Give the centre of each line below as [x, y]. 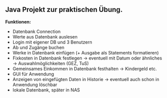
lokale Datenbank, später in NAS [46, 90]
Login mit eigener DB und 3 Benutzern [52, 42]
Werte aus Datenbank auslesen [45, 36]
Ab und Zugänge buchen [38, 47]
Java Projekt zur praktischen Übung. [64, 10]
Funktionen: [18, 21]
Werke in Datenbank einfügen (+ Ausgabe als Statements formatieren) [86, 52]
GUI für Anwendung [33, 74]
